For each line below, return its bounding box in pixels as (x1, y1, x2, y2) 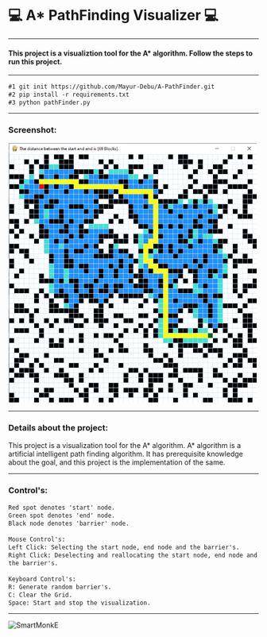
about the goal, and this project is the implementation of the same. (8, 457, 226, 467)
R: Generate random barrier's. (8, 583, 112, 591)
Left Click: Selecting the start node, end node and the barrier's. (8, 543, 240, 551)
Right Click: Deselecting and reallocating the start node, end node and (8, 551, 258, 559)
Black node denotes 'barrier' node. (8, 519, 130, 527)
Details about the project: (8, 423, 109, 434)
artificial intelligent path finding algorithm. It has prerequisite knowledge (8, 449, 244, 458)
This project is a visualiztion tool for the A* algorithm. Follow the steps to (8, 48, 253, 58)
